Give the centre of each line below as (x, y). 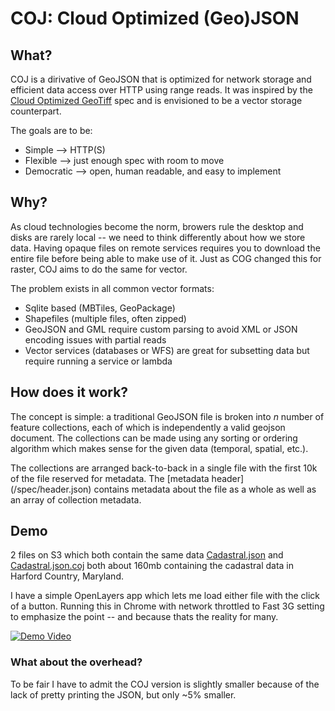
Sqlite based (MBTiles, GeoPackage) (100, 308)
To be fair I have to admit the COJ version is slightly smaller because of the (165, 684)
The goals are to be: (51, 130)
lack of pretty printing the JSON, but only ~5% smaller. (123, 694)
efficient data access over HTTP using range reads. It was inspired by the (161, 90)
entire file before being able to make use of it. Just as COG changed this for (166, 258)
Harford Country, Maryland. (67, 576)
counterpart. (36, 111)
